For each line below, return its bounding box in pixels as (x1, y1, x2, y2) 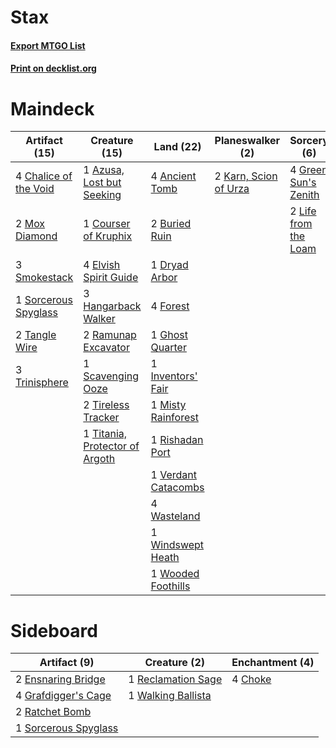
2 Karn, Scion (214, 169, 278, 183)
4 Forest (150, 299, 190, 313)
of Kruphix (83, 229, 133, 243)
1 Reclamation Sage (128, 672, 223, 686)
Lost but (83, 176, 122, 190)
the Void (15, 182, 55, 196)
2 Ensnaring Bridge (15, 672, 106, 686)
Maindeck (10, 97, 95, 120)
